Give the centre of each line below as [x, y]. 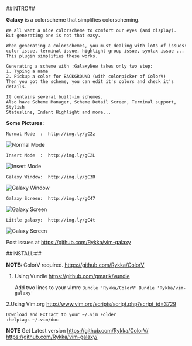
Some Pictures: [25, 123]
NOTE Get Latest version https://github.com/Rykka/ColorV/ [77, 331]
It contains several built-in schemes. [55, 97]
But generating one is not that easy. [53, 36]
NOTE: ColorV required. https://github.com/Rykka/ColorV [75, 265]
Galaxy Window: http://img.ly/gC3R [51, 177]
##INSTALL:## [24, 253]
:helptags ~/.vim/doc [32, 320]
